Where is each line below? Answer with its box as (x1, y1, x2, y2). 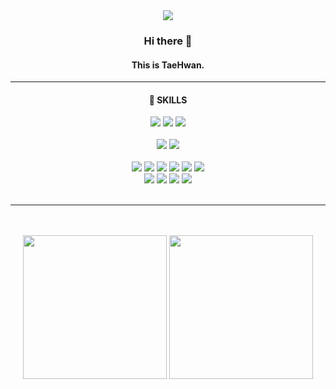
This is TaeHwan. (131, 59, 205, 71)
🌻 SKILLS (148, 94, 188, 106)
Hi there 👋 (143, 34, 193, 48)
